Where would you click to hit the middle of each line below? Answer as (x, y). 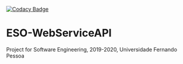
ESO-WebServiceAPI (59, 33)
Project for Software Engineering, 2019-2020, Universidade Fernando (92, 49)
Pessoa (16, 56)
